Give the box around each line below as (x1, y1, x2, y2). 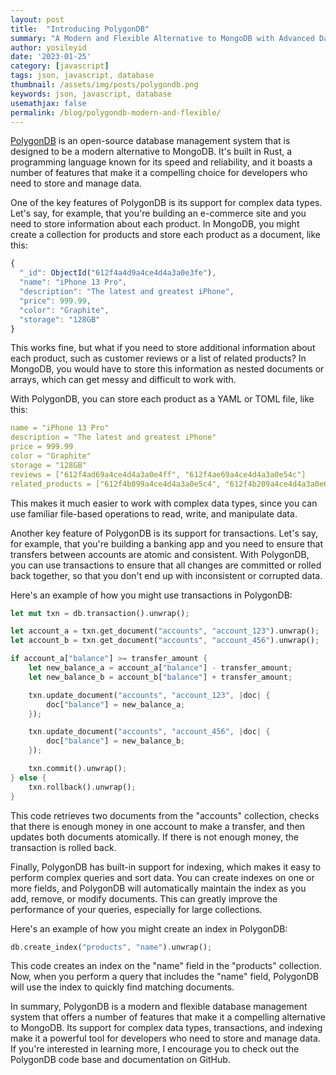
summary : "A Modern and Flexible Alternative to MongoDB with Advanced (10, 33, 315, 43)
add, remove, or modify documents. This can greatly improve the (10, 892, 278, 905)
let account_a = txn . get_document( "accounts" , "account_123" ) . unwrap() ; (10, 626, 320, 636)
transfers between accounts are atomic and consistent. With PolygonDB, (10, 548, 310, 560)
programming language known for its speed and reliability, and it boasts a (10, 156, 313, 168)
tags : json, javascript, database (10, 71, 155, 81)
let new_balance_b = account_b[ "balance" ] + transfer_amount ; (28, 672, 293, 682)
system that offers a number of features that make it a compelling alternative (10, 1011, 326, 1023)
